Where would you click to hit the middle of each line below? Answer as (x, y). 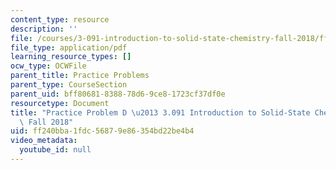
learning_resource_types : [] (71, 57)
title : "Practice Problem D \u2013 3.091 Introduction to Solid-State (160, 112)
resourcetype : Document (60, 103)
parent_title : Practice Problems (80, 76)
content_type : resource (60, 19)
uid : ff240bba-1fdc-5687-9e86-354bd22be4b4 (102, 131)
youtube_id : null (55, 150)
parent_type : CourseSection (69, 85)
